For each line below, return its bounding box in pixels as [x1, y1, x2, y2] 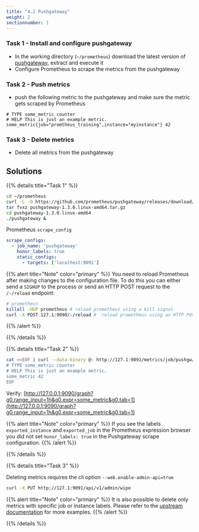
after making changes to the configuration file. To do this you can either [6, 276, 181, 283]
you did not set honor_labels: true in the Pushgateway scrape [6, 432, 160, 439]
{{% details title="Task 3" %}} [6, 462, 79, 469]
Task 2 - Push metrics [6, 80, 70, 88]
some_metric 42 [6, 374, 44, 380]
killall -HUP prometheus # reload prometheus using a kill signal [6, 306, 174, 312]
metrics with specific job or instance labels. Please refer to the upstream [6, 502, 183, 509]
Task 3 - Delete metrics [6, 135, 75, 144]
